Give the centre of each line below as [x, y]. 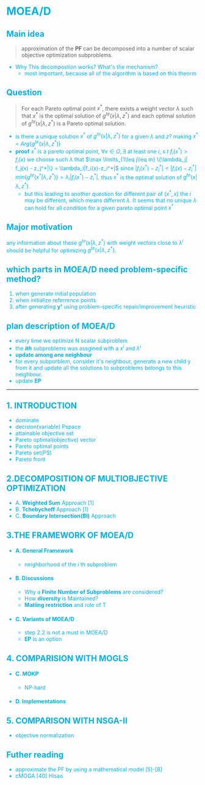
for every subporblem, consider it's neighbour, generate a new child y [103, 361]
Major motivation [40, 227]
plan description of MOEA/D [61, 326]
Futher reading [35, 755]
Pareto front [30, 459]
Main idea [25, 34]
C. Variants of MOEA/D [45, 619]
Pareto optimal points [42, 446]
